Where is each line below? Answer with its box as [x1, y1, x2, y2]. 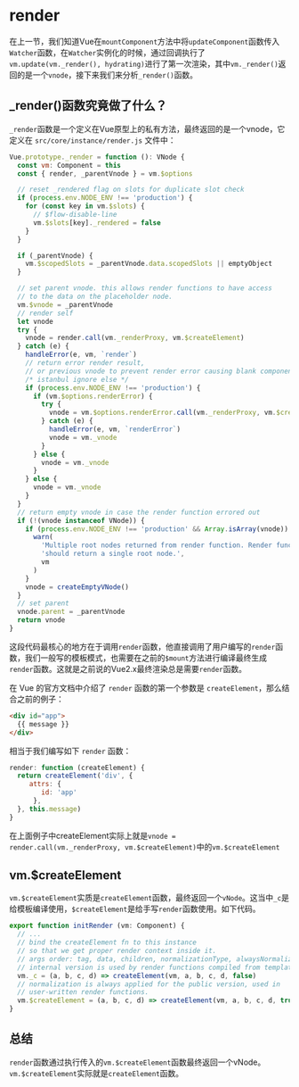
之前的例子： [16, 693, 64, 704]
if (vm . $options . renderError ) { [32, 392, 153, 401]
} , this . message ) [17, 804, 82, 813]
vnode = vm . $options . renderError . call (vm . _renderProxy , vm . [48, 408, 277, 418]
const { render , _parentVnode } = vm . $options [17, 169, 193, 178]
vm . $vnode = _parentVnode [17, 300, 114, 309]
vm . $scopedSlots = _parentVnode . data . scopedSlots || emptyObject [25, 260, 273, 269]
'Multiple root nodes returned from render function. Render [41, 541, 273, 550]
